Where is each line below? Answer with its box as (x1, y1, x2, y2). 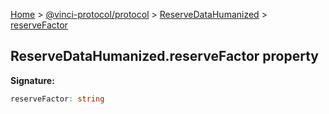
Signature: (10, 74, 55, 86)
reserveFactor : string (10, 94, 105, 104)
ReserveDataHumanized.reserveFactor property (10, 48, 320, 65)
